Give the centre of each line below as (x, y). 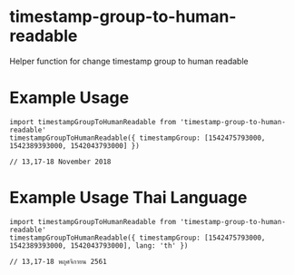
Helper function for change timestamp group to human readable (129, 61)
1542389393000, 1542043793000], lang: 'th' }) (99, 246)
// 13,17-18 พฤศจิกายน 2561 (58, 261)
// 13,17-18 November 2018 (60, 162)
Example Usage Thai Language (128, 198)
